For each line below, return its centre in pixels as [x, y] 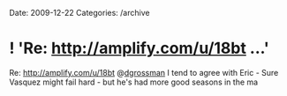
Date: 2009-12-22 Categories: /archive [79, 13]
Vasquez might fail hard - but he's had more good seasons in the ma [134, 82]
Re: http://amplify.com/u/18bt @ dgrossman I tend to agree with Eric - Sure [144, 72]
